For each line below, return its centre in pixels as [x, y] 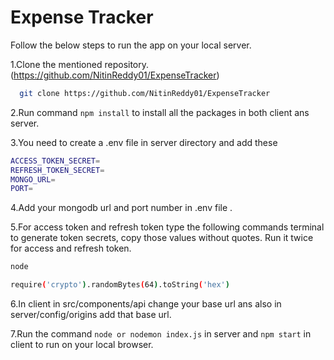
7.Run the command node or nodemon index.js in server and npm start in [161, 334]
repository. [127, 64]
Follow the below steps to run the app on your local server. [131, 45]
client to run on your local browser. [82, 345]
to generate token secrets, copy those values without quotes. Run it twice [162, 238]
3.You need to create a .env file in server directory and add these [144, 142]
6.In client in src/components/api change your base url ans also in [146, 304]
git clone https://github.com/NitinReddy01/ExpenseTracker [145, 93]
